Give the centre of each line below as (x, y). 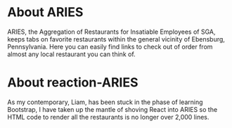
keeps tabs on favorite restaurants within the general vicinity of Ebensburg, (116, 39)
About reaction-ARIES (73, 83)
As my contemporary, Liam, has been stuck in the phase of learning (105, 102)
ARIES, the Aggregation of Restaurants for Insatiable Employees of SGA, (111, 32)
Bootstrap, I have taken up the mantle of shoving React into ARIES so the (112, 109)
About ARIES (45, 12)
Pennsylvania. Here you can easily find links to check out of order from (110, 46)
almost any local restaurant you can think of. (71, 54)
